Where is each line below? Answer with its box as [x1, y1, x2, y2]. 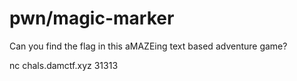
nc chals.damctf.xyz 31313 [9, 59, 119, 71]
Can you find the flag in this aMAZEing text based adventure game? [9, 40, 288, 52]
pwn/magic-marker [9, 7, 175, 30]
